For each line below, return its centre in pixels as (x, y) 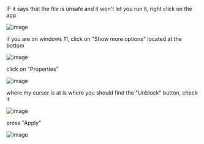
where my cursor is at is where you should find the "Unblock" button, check (102, 93)
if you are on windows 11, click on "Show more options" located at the (94, 39)
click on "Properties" (33, 69)
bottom (15, 45)
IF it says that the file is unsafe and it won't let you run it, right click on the (100, 9)
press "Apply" (24, 123)
